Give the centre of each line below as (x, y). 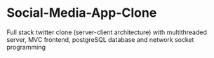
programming (26, 47)
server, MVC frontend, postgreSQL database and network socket (100, 39)
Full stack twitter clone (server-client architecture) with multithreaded (107, 32)
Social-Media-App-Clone (82, 13)
